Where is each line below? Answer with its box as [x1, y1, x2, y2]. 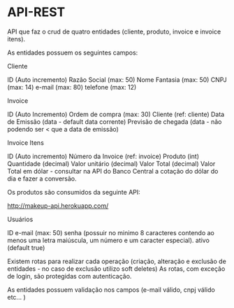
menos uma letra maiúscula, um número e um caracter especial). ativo [7, 236, 210, 244]
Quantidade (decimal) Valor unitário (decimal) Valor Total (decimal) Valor [7, 159, 216, 168]
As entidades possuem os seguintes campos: [7, 48, 138, 57]
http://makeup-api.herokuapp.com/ [7, 201, 109, 210]
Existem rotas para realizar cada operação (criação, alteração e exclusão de [7, 257, 227, 265]
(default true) [7, 243, 45, 252]
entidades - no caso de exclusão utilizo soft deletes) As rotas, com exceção [7, 264, 226, 273]
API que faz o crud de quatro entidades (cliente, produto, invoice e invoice [7, 27, 221, 36]
